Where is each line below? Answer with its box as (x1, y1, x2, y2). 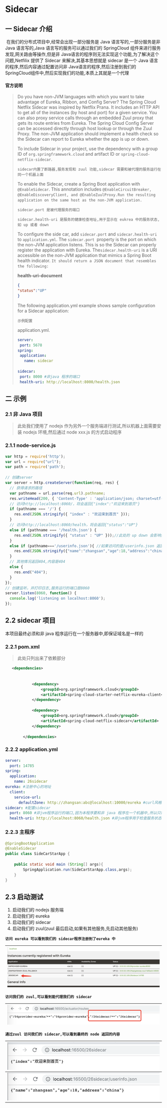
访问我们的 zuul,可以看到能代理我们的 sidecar (5, 994, 92, 999)
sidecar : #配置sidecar (5, 805, 51, 810)
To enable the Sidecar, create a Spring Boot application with (17, 181, 141, 187)
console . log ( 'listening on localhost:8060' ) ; (9, 596, 106, 601)
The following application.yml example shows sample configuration (17, 302, 156, 308)
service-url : (14, 795, 41, 800)
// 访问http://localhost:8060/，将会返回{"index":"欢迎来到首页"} (9, 501, 140, 506)
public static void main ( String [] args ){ (14, 862, 103, 867)
